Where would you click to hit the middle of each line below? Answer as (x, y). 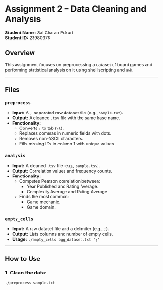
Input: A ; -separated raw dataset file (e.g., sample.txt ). (68, 113)
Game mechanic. (43, 202)
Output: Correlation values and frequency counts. (62, 171)
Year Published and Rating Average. (62, 186)
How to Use (23, 259)
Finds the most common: (44, 196)
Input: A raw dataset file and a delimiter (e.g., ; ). (60, 229)
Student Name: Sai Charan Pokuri (39, 32)
